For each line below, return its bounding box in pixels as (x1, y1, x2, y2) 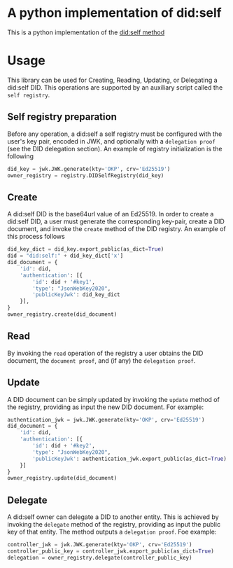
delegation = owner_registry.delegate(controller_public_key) (7, 554, 192, 561)
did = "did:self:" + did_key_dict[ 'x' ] (7, 252, 124, 260)
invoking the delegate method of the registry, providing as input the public (7, 520, 221, 529)
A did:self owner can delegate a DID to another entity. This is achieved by (7, 513, 219, 521)
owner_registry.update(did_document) (7, 475, 118, 482)
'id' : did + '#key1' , (32, 278, 96, 285)
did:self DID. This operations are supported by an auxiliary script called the (7, 83, 223, 92)
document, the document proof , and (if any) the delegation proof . (7, 356, 196, 365)
